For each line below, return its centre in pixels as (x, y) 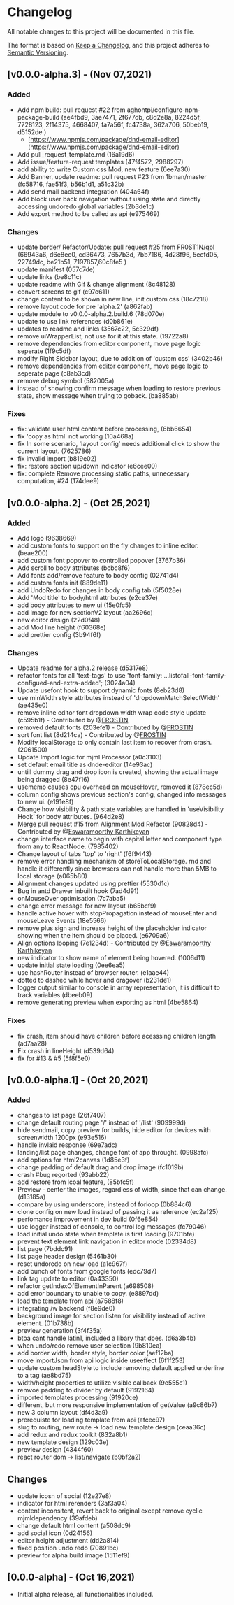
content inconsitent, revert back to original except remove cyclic (110, 1511)
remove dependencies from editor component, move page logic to (113, 366)
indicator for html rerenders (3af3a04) (72, 1503)
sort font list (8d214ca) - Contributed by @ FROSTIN (92, 735)
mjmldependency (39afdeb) (57, 1518)
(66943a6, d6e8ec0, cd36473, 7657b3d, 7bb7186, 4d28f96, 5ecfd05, (118, 254)
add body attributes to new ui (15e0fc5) (74, 605)
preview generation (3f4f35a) (60, 1331)
